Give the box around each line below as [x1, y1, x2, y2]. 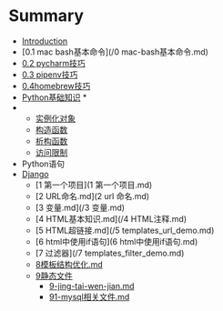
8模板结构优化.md [35, 258, 104, 269]
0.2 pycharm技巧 [21, 57, 86, 68]
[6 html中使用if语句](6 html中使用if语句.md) [35, 236, 198, 246]
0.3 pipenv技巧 [21, 69, 78, 80]
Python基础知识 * [21, 92, 87, 103]
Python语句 [21, 158, 66, 169]
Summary [8, 5, 84, 26]
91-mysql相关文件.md [48, 291, 130, 302]
